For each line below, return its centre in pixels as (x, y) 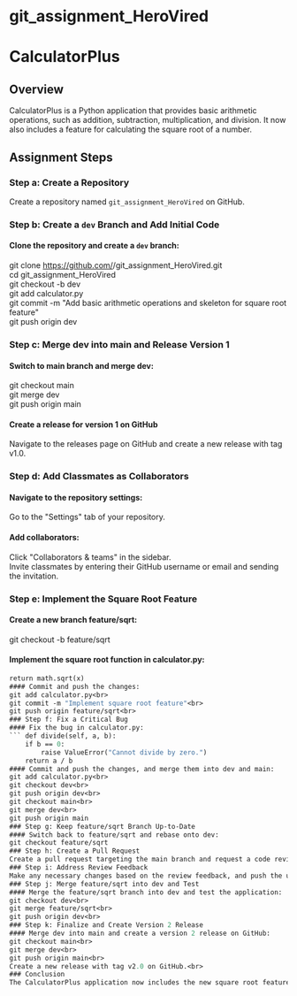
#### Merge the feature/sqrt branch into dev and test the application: (146, 892)
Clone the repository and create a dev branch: (94, 246)
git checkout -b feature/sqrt (60, 640)
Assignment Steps (61, 157)
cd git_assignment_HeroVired (63, 275)
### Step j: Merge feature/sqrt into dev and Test (104, 884)
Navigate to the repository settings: (76, 497)
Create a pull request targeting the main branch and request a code (140, 860)
